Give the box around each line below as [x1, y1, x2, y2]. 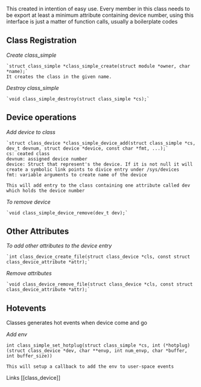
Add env [6, 331, 27, 338]
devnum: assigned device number [6, 156, 88, 162]
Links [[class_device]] [6, 374, 60, 382]
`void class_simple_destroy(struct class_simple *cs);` [6, 96, 150, 102]
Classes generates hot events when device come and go [6, 319, 148, 327]
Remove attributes [6, 270, 53, 277]
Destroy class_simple [6, 84, 59, 91]
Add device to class [6, 128, 56, 135]
